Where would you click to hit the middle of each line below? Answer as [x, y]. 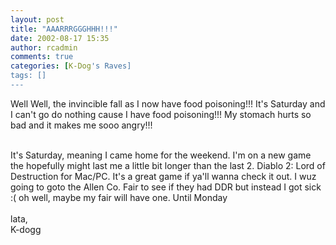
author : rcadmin [44, 47]
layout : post [37, 19]
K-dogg [26, 229]
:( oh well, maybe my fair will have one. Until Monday [119, 197]
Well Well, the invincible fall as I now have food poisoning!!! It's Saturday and [168, 103]
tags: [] [28, 76]
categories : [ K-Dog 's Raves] [71, 66]
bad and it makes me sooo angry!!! [81, 125]
